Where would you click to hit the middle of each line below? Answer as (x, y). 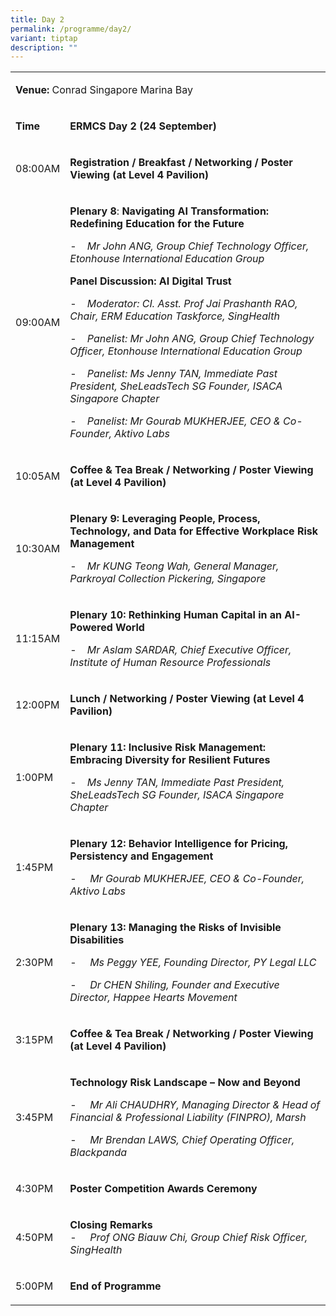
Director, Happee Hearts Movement (153, 998)
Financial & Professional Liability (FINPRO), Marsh (188, 1118)
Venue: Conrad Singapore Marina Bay (104, 90)
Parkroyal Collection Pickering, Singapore (168, 579)
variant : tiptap (44, 38)
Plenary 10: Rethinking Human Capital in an (176, 615)
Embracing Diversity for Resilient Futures (170, 760)
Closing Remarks (111, 1225)
